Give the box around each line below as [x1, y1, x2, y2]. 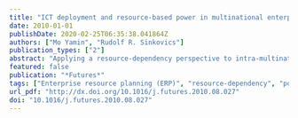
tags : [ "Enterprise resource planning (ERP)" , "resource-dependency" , [9, 79, 276, 88]
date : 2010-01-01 [9, 21, 74, 30]
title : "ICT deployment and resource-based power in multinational [9, 12, 264, 22]
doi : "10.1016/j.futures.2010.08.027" [9, 95, 153, 105]
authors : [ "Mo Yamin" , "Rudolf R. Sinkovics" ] [9, 37, 184, 47]
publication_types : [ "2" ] [9, 46, 105, 55]
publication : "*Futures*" [9, 71, 105, 80]
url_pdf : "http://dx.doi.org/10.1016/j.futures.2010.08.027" [9, 87, 240, 96]
